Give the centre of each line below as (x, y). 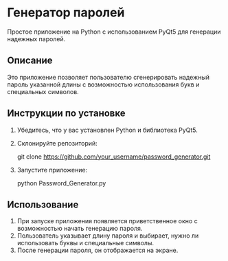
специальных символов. (43, 91)
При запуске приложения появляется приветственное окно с (107, 221)
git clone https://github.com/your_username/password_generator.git (114, 157)
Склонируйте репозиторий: (57, 143)
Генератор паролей (66, 13)
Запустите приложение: (52, 170)
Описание (30, 61)
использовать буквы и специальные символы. (85, 243)
